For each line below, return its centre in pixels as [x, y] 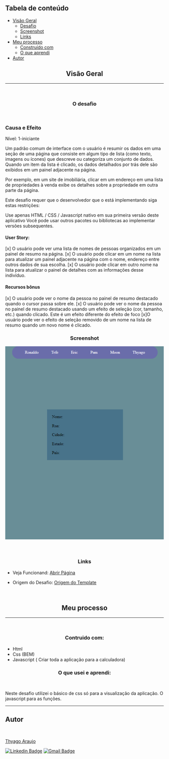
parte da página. [22, 191]
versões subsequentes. [29, 226]
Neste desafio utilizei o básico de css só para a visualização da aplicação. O [84, 693]
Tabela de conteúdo [37, 8]
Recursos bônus [23, 287]
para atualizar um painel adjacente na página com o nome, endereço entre [82, 260]
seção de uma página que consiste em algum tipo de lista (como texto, [78, 154]
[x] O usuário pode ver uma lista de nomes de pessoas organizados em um [83, 248]
